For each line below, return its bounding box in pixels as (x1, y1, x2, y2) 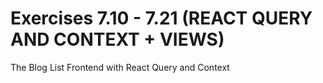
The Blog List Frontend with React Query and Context (10, 61, 230, 73)
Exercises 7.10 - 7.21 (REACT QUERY (10, 7, 313, 30)
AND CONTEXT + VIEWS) (10, 28, 225, 51)
